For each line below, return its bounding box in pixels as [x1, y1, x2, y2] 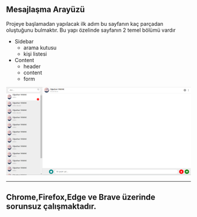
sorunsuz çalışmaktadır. [6, 201, 97, 211]
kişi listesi [23, 50, 47, 57]
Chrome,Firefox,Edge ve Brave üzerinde [6, 192, 155, 202]
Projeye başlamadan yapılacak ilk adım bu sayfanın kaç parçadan [6, 20, 164, 27]
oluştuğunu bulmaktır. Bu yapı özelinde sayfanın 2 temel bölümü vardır [6, 26, 176, 33]
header [23, 63, 41, 70]
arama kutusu [23, 44, 57, 51]
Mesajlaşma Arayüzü [6, 5, 85, 15]
